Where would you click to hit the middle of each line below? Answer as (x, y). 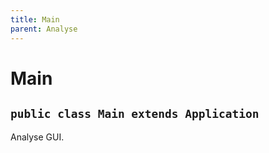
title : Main (35, 19)
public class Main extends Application (135, 114)
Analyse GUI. (37, 137)
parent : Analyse (44, 29)
